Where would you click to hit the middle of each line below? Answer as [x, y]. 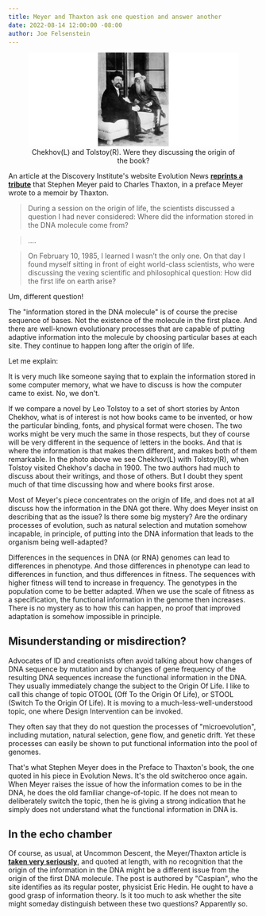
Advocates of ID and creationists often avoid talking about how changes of [130, 660]
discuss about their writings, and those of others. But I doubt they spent [126, 475]
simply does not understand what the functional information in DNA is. [123, 809]
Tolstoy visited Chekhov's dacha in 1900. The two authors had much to [124, 468]
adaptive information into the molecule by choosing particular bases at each [133, 337]
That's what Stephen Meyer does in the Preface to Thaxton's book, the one [131, 767]
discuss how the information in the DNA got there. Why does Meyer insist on [133, 508]
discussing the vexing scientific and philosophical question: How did [139, 272]
